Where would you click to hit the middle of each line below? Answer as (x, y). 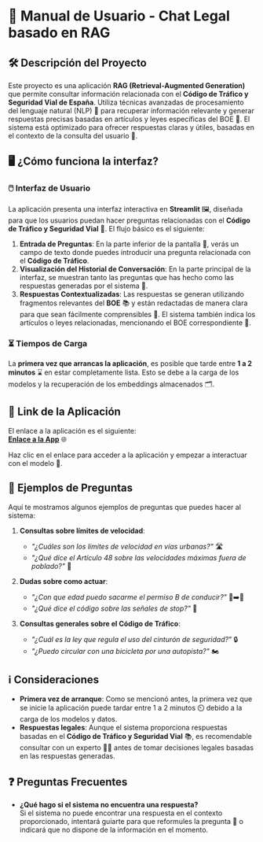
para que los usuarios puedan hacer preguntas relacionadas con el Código (130, 220)
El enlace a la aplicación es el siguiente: (72, 430)
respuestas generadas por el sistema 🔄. (84, 286)
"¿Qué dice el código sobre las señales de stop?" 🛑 (114, 608)
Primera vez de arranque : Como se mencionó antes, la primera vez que (136, 699)
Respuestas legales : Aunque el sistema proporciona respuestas (123, 728)
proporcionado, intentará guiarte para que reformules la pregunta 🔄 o (131, 822)
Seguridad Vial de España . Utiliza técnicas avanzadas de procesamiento (126, 102)
